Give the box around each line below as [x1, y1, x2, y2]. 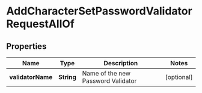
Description [103, 59, 138, 67]
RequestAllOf [6, 17, 75, 31]
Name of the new [82, 69, 131, 77]
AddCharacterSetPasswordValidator [6, 4, 192, 18]
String [58, 73, 76, 81]
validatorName [9, 73, 53, 81]
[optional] [165, 73, 193, 81]
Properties [6, 41, 47, 51]
